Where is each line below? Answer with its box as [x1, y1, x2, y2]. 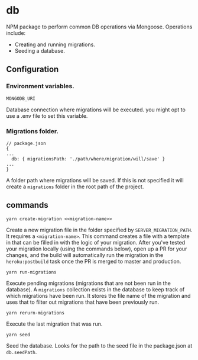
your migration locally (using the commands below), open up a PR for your [6, 245, 187, 252]
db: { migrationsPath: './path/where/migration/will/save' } [11, 156, 165, 162]
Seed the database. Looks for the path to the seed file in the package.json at [6, 342, 193, 349]
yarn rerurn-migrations [6, 310, 65, 316]
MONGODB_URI [6, 95, 35, 101]
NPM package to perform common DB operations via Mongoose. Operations [6, 23, 193, 30]
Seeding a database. [14, 47, 65, 54]
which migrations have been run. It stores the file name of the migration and [6, 292, 191, 299]
